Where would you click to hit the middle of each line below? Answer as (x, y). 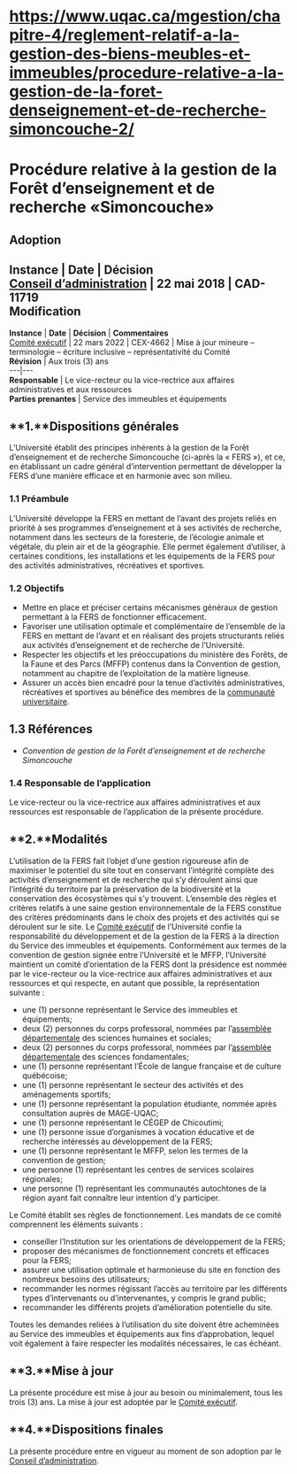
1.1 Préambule (39, 499)
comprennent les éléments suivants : (76, 1224)
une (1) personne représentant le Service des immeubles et (129, 1009)
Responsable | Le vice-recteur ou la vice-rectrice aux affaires (122, 380)
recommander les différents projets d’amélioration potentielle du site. (147, 1307)
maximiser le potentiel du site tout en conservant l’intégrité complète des (142, 870)
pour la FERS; (47, 1260)
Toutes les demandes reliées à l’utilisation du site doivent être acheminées (145, 1324)
